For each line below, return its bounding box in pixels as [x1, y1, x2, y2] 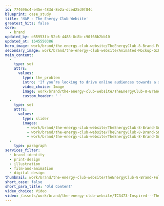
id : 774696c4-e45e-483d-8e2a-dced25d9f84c [5, 7, 93, 12]
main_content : [5, 52, 34, 58]
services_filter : [5, 148, 41, 153]
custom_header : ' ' [22, 93, 62, 98]
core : [5, 25, 16, 30]
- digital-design [9, 170, 45, 176]
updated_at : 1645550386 [5, 39, 54, 44]
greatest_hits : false [5, 21, 49, 26]
